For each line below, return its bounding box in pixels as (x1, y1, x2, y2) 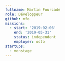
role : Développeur (5, 12, 43, 17)
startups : (5, 44, 26, 49)
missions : (5, 21, 26, 26)
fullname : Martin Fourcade (5, 7, 61, 12)
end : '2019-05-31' (14, 30, 52, 35)
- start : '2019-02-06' (9, 26, 56, 30)
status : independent (14, 35, 56, 40)
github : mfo (5, 16, 30, 21)
